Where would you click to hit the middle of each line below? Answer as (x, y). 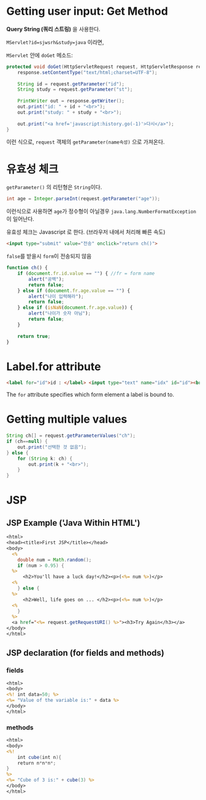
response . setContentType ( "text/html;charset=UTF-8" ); (87, 72)
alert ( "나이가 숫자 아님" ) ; (59, 313)
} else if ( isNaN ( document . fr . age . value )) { (75, 308)
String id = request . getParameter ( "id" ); (71, 84)
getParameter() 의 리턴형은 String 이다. (54, 187)
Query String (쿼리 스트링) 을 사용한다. (53, 29)
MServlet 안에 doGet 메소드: (40, 55)
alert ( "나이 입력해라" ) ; (56, 296)
